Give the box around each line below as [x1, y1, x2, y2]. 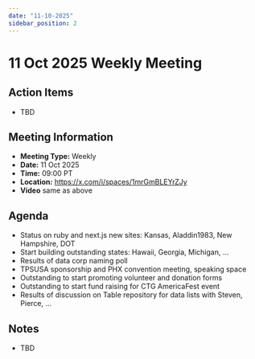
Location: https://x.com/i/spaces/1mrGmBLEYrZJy [19, 177, 187, 187]
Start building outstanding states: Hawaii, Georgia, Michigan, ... [19, 247, 229, 257]
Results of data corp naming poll [19, 256, 128, 266]
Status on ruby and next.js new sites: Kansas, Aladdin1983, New [19, 230, 232, 240]
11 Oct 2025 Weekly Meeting [8, 54, 203, 72]
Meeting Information [8, 130, 114, 144]
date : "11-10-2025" [8, 11, 74, 20]
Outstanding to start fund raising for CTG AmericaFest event [19, 282, 220, 292]
